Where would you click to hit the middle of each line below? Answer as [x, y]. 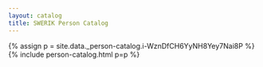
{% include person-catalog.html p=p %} [74, 54]
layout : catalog [35, 16]
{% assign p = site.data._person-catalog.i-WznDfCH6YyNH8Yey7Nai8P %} [131, 45]
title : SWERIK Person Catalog [59, 23]
